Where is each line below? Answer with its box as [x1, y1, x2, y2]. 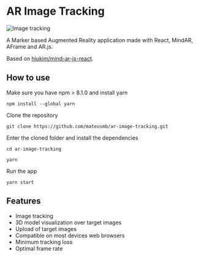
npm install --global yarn [6, 101, 75, 107]
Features [6, 196, 41, 207]
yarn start [6, 179, 34, 185]
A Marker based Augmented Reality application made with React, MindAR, [6, 36, 193, 44]
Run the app [6, 167, 37, 175]
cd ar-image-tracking [6, 146, 62, 152]
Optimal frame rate [15, 245, 63, 252]
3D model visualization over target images [15, 219, 122, 226]
